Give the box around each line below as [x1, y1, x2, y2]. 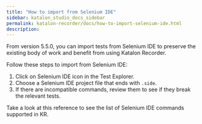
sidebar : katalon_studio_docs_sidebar [6, 15, 105, 21]
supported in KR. [6, 111, 49, 118]
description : [6, 26, 40, 32]
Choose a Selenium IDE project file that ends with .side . [15, 79, 157, 87]
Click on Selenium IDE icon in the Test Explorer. [15, 73, 135, 80]
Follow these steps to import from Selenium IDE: [6, 61, 128, 68]
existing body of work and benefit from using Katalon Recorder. [6, 49, 166, 57]
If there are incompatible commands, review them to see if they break [15, 86, 191, 93]
